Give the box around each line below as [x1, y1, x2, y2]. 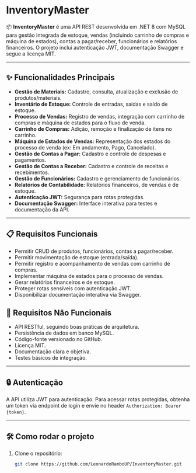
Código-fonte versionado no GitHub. [14, 336, 103, 343]
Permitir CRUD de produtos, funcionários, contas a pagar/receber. [14, 248, 174, 255]
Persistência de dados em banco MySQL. [14, 329, 114, 336]
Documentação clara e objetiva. [14, 348, 92, 355]
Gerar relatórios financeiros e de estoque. [14, 279, 116, 286]
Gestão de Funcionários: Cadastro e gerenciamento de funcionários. [14, 175, 181, 182]
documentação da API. [14, 206, 70, 213]
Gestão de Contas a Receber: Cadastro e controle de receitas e [14, 162, 169, 169]
